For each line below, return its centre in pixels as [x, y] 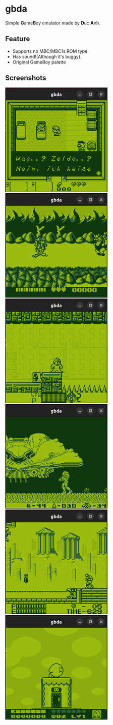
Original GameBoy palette [39, 62]
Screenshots [26, 78]
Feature [18, 39]
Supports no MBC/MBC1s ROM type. [51, 51]
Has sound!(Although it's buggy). [47, 56]
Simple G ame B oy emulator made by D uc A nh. [53, 23]
